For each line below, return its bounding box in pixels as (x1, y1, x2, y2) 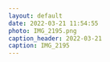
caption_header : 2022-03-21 (8, 34, 103, 43)
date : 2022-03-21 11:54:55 (8, 19, 99, 27)
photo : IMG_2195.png (8, 27, 78, 35)
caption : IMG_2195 (8, 42, 70, 50)
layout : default (8, 11, 63, 20)
